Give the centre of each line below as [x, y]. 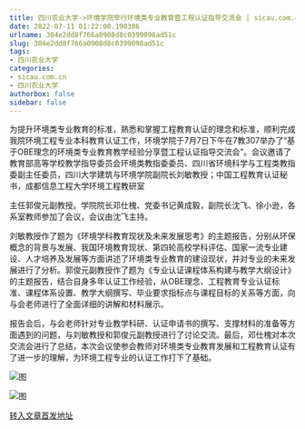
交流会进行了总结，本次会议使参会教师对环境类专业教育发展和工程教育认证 [148, 346]
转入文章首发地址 [41, 415]
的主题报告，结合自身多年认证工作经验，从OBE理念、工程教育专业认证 [141, 282]
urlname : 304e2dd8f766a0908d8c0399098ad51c [93, 35]
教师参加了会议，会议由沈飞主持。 [89, 217]
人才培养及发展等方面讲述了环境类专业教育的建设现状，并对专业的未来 [156, 259]
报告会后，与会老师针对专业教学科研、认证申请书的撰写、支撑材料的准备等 [148, 324]
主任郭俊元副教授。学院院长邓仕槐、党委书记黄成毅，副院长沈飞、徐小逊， [148, 205]
